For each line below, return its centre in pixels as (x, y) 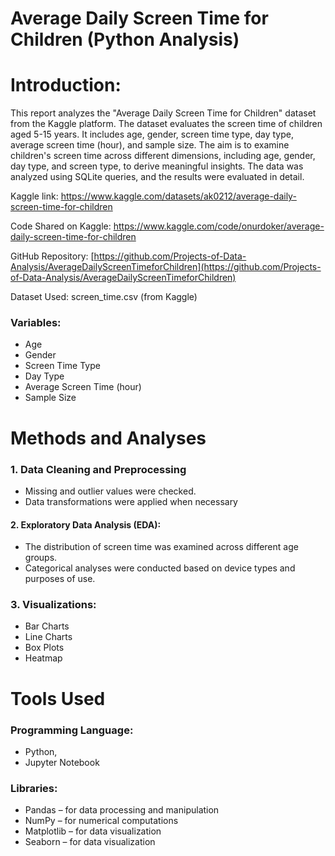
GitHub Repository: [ (52, 256)
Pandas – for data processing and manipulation (122, 810)
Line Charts (48, 637)
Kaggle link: (34, 196)
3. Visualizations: (53, 605)
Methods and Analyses (108, 438)
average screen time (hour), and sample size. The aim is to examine (150, 145)
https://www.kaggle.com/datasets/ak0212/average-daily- (178, 196)
